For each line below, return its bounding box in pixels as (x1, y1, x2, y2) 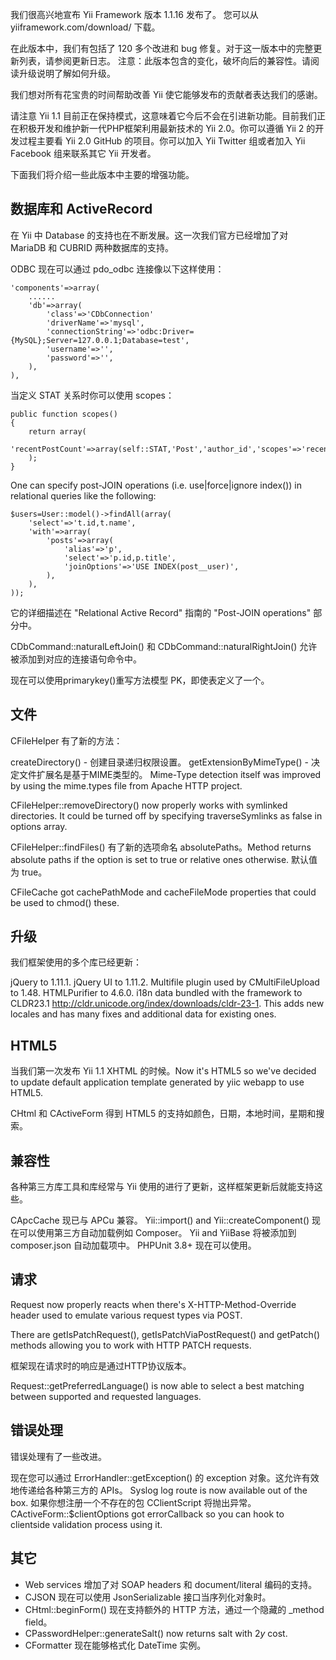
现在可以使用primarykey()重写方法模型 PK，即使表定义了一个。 (10, 674, 270, 686)
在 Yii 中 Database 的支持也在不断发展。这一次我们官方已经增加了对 (10, 229, 289, 241)
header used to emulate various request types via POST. (10, 1309, 243, 1321)
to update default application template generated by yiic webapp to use (10, 1076, 305, 1088)
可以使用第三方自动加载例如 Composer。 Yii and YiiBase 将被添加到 (18, 1227, 297, 1239)
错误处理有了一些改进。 (10, 1450, 107, 1462)
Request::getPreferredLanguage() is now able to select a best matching (10, 1379, 305, 1392)
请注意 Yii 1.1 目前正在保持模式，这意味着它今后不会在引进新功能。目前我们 (10, 110, 317, 122)
